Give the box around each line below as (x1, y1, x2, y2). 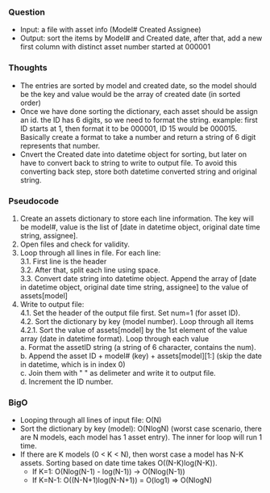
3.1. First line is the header (19, 256, 107, 266)
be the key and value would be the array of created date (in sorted (19, 89, 241, 99)
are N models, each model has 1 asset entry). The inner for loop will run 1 (19, 432, 263, 442)
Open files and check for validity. (19, 239, 131, 249)
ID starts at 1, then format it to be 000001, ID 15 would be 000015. (19, 124, 238, 133)
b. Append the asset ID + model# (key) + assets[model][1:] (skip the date (19, 351, 263, 360)
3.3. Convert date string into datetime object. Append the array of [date (19, 273, 257, 283)
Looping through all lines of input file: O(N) (19, 415, 162, 425)
